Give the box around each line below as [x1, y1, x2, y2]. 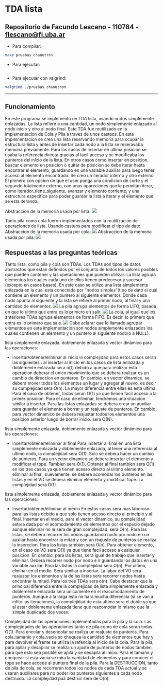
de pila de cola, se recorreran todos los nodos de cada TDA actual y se [5, 665, 147, 671]
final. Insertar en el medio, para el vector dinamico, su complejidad [12, 516, 146, 522]
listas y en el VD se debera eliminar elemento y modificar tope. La [12, 477, 144, 483]
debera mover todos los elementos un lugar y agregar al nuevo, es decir [12, 380, 156, 386]
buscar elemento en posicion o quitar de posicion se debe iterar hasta [5, 162, 145, 168]
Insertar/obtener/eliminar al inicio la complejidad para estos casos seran [12, 354, 157, 361]
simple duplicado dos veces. [12, 609, 69, 615]
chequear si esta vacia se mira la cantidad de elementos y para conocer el [5, 655, 154, 661]
